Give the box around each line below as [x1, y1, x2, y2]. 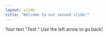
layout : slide [5, 7, 35, 13]
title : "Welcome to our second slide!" [5, 12, 90, 17]
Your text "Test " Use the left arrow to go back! [5, 26, 103, 32]
